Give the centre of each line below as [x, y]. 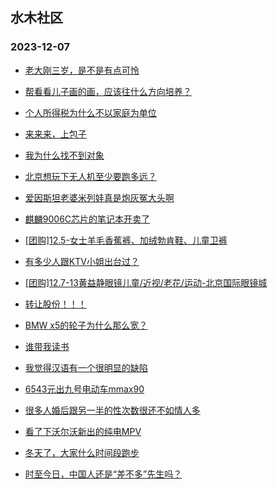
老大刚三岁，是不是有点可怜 [82, 70]
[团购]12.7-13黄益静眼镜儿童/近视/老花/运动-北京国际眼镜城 [146, 282]
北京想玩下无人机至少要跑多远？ [90, 176]
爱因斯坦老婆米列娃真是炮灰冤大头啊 [99, 197]
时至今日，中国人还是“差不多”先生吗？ [103, 474]
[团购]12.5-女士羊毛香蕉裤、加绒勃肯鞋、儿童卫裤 [126, 240]
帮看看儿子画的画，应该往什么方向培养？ [108, 91]
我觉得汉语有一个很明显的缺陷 [86, 367]
